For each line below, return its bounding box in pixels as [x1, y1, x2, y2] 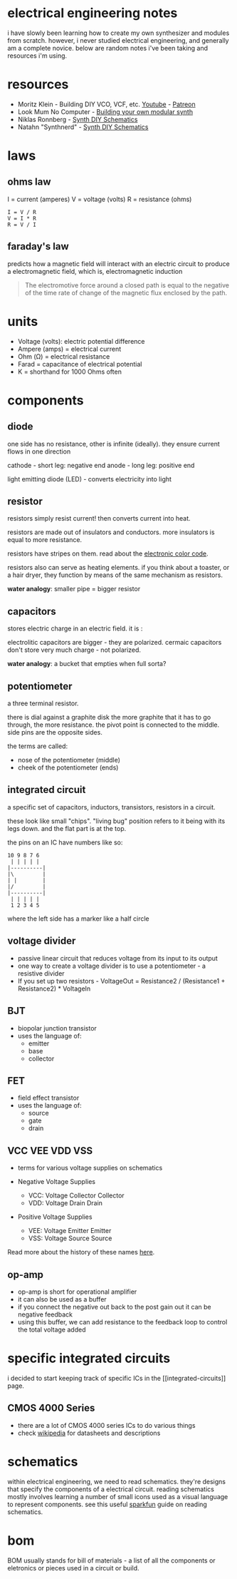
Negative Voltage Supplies [17, 1177, 96, 1186]
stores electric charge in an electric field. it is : [7, 624, 143, 633]
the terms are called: [7, 742, 68, 750]
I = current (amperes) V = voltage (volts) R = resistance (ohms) [7, 195, 192, 203]
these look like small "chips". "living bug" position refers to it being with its [7, 817, 226, 825]
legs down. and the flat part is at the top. [7, 824, 127, 832]
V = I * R [7, 215, 37, 222]
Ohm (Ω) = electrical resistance [17, 352, 110, 361]
